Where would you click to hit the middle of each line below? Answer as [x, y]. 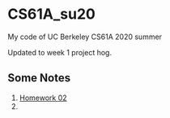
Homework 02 [43, 98]
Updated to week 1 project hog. [60, 52]
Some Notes [39, 78]
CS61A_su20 [52, 14]
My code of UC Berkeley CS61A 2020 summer [85, 37]
